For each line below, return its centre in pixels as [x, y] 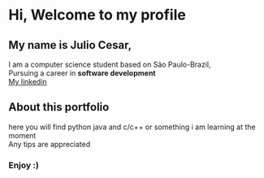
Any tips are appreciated [50, 144]
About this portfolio [59, 107]
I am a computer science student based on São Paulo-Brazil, [110, 64]
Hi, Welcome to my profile [97, 15]
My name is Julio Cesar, [70, 45]
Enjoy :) [24, 165]
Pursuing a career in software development [82, 73]
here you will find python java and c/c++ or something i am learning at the [132, 127]
